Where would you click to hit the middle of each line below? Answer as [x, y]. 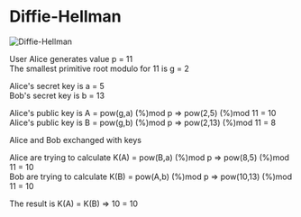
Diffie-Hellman [65, 17]
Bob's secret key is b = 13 [57, 95]
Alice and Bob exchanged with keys [76, 140]
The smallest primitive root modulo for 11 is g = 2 [99, 68]
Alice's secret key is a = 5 [57, 86]
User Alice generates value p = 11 [71, 59]
